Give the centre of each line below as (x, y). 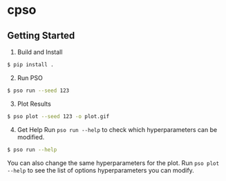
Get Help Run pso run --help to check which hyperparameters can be (117, 129)
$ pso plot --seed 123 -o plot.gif (58, 116)
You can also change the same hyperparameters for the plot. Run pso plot (113, 163)
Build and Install (40, 52)
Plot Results (34, 104)
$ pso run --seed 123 (38, 90)
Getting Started (41, 36)
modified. (31, 137)
